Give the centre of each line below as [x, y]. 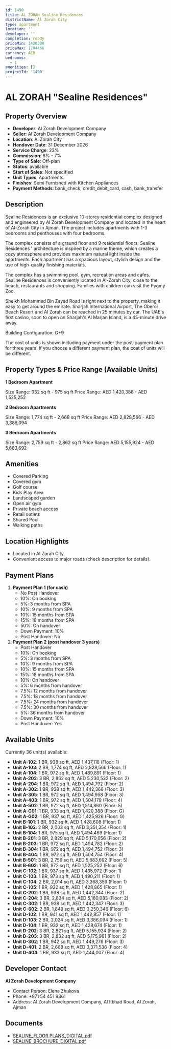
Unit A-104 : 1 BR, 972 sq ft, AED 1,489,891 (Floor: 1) [67, 773]
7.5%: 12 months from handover [54, 691]
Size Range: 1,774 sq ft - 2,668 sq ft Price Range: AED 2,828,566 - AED [80, 417]
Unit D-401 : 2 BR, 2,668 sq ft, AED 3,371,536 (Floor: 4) [70, 947]
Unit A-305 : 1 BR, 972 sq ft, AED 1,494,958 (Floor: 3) [68, 794]
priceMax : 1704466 [25, 48]
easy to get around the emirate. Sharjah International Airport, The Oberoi [82, 306]
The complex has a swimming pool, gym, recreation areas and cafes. [78, 275]
